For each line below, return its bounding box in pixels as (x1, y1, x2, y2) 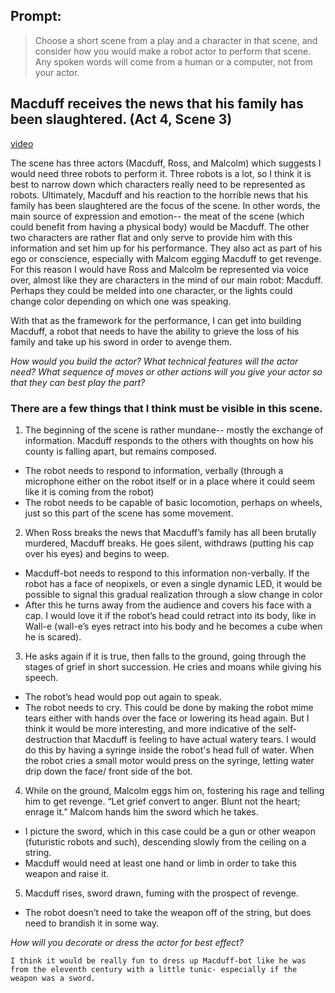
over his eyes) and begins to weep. (24, 547, 170, 559)
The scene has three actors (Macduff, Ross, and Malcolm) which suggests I (10, 157, 322, 169)
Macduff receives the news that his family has (10, 95, 304, 113)
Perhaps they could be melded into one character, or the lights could (10, 284, 293, 296)
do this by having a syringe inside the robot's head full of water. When (24, 744, 315, 756)
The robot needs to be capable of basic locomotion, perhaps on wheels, (24, 496, 323, 508)
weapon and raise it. (24, 867, 109, 879)
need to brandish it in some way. (24, 917, 160, 929)
